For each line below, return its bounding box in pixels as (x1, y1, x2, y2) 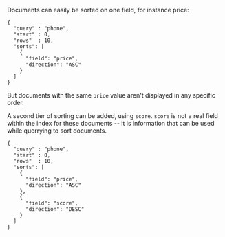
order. (7, 99, 24, 106)
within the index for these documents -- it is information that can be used (7, 120, 215, 127)
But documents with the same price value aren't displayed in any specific (7, 91, 215, 99)
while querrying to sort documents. (7, 126, 107, 135)
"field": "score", (25, 200, 78, 207)
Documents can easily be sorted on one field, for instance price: (7, 6, 189, 14)
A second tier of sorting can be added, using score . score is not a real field (7, 112, 219, 120)
